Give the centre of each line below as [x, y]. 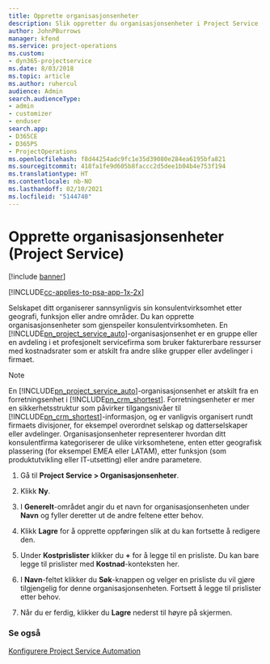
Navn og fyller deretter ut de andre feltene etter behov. [112, 515]
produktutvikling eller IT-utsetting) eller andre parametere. [105, 459]
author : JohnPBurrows [45, 31]
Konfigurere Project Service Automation [75, 651]
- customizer [30, 114]
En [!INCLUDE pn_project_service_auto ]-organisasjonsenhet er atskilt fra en [133, 390]
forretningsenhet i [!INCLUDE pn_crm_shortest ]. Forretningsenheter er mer [132, 399]
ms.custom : [27, 53]
